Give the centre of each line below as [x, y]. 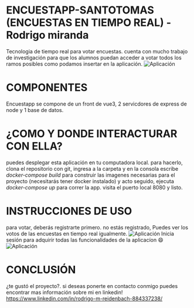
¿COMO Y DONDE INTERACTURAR [92, 134]
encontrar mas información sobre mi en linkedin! [64, 292]
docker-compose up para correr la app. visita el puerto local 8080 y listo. [94, 187]
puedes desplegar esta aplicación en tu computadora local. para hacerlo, [94, 163]
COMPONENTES [47, 88]
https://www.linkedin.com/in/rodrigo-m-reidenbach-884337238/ [84, 298]
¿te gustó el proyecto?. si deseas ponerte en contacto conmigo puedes [92, 286]
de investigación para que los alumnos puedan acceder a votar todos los [94, 57]
